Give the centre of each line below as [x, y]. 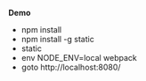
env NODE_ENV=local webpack [79, 58]
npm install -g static [57, 39]
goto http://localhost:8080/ [71, 67]
